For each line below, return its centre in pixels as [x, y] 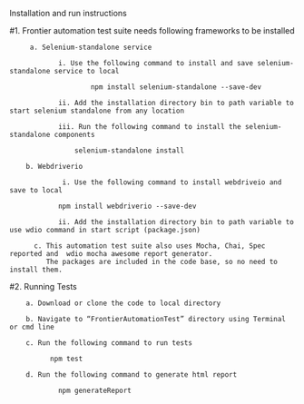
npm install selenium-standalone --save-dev [176, 87]
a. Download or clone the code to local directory [123, 303]
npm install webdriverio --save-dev [127, 206]
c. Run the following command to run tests [109, 343]
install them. [36, 270]
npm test [66, 359]
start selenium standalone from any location [97, 111]
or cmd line [32, 327]
